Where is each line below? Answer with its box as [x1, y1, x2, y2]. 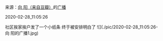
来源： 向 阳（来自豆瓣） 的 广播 [5, 4, 66, 10]
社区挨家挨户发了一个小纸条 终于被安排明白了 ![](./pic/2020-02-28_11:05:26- [5, 24, 158, 30]
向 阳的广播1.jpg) [5, 30, 39, 36]
